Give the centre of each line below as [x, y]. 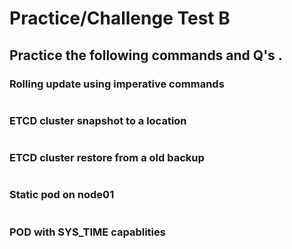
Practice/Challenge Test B [120, 18]
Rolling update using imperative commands [117, 84]
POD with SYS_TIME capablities [87, 232]
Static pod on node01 [62, 195]
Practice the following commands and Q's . [146, 55]
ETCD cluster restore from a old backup [107, 158]
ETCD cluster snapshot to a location [98, 120]
